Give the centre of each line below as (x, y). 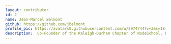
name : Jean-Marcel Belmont (34, 19)
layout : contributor (27, 10)
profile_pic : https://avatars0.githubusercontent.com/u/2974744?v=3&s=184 (86, 29)
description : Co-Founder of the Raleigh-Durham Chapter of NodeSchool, (84, 33)
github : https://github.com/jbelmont (45, 24)
